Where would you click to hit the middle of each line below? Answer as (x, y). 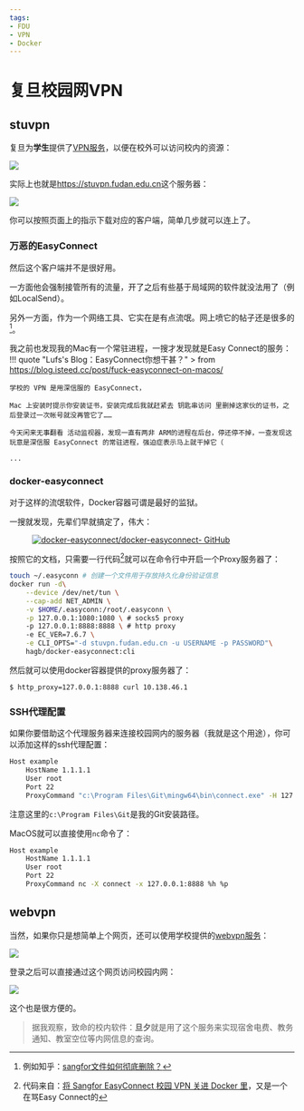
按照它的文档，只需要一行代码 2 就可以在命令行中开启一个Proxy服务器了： (145, 558)
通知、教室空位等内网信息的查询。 (95, 1038)
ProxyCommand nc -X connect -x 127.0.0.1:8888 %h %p (127, 884)
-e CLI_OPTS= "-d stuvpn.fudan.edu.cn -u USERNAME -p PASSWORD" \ (149, 643)
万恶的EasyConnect (53, 246)
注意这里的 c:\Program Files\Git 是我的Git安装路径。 (107, 814)
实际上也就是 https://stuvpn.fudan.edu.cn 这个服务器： (109, 184)
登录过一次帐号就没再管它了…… (64, 415)
